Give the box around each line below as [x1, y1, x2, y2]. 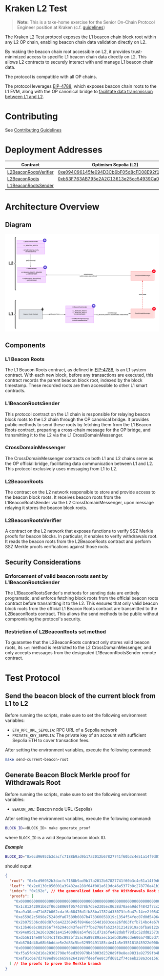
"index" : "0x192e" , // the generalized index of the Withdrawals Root [9, 889, 156, 894]
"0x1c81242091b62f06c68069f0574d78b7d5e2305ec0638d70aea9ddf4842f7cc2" [14, 904, 163, 909]
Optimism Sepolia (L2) [92, 162, 139, 168]
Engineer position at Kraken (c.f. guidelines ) [17, 24, 105, 30]
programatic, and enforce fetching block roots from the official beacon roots [5, 595, 159, 601]
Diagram [5, 221, 32, 229]
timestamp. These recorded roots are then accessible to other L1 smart [5, 383, 147, 388]
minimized [5, 53, 26, 59]
